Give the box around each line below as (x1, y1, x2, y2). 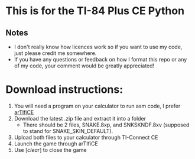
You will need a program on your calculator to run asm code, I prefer (14, 102, 181, 109)
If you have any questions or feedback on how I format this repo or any (14, 56, 187, 63)
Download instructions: (5, 83, 123, 96)
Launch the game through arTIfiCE (14, 140, 98, 147)
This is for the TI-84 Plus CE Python (5, 4, 184, 18)
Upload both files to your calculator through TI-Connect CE (14, 134, 158, 141)
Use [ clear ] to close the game (14, 146, 87, 153)
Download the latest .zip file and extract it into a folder (14, 115, 146, 122)
